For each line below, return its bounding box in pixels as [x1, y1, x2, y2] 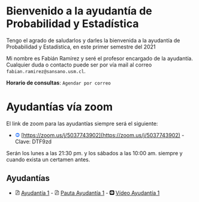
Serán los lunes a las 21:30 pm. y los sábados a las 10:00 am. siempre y [6, 149, 183, 156]
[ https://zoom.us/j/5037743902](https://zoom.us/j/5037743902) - [20, 131, 185, 138]
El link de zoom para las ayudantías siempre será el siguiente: [6, 120, 158, 127]
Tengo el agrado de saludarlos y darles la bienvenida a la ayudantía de [6, 37, 180, 44]
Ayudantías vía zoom [6, 100, 113, 114]
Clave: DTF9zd [14, 138, 52, 145]
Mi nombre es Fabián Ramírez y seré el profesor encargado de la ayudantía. [6, 55, 194, 62]
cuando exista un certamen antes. [6, 156, 91, 163]
